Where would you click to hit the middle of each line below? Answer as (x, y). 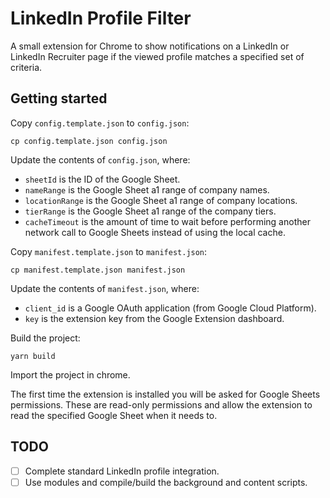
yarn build (33, 356)
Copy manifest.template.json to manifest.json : (109, 251)
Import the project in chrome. (70, 374)
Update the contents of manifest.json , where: (105, 288)
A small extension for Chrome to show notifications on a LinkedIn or (150, 46)
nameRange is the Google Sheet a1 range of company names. (147, 189)
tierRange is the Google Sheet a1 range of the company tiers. (150, 211)
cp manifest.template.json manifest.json (98, 270)
